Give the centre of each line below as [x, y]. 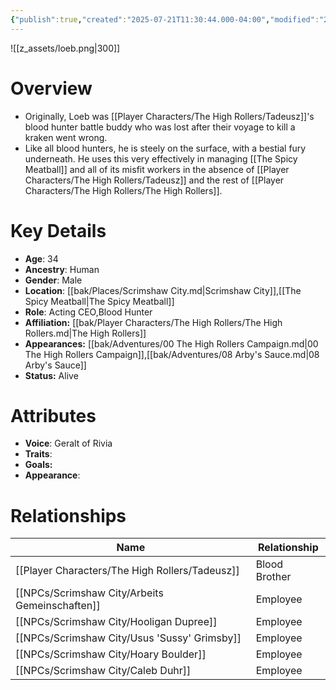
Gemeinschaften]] [58, 606]
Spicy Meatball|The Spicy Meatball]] [99, 301]
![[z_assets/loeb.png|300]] [65, 48]
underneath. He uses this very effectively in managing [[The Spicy [161, 158]
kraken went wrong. [66, 137]
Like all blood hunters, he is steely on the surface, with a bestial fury [165, 148]
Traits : [38, 454]
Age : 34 [41, 258]
